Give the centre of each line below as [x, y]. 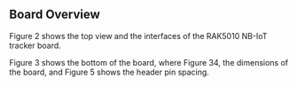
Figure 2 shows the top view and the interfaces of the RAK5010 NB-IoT [138, 35]
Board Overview [55, 15]
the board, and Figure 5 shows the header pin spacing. [109, 72]
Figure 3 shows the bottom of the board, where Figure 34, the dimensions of [149, 62]
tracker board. [35, 45]
